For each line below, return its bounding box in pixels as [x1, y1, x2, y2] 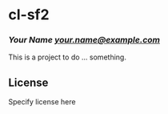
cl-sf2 [8, 6, 50, 24]
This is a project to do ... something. [8, 52, 126, 62]
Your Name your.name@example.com [8, 35, 160, 46]
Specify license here [8, 97, 76, 107]
